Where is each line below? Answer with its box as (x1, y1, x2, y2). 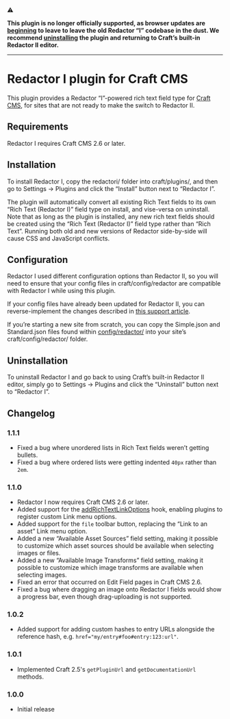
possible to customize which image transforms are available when (16, 564, 203, 572)
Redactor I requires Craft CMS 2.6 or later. (7, 139, 126, 147)
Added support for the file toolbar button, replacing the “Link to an (16, 520, 207, 528)
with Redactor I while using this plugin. (7, 287, 116, 295)
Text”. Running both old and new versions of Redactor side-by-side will (7, 227, 207, 235)
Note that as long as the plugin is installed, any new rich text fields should (7, 212, 215, 220)
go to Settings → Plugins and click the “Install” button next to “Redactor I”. (7, 184, 216, 192)
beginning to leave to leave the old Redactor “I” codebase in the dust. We (7, 27, 220, 34)
